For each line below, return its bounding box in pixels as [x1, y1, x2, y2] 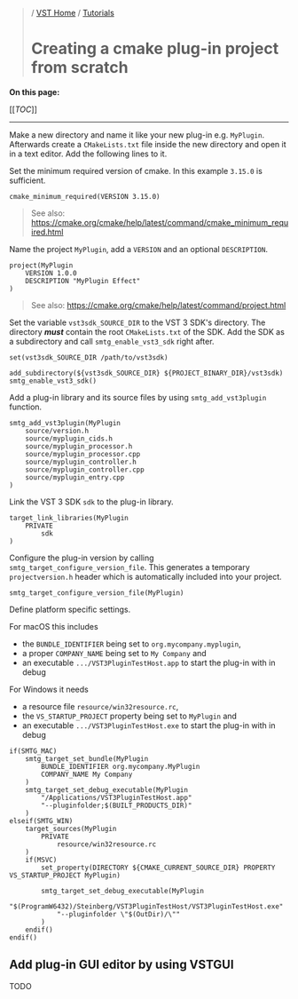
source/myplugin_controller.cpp [25, 465, 145, 474]
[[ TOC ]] [9, 104, 37, 115]
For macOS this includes [9, 621, 99, 631]
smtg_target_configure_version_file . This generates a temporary [9, 561, 250, 572]
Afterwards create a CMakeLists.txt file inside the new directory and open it [9, 139, 286, 149]
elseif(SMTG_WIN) [9, 816, 74, 825]
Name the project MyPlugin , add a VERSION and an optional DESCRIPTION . [9, 243, 269, 254]
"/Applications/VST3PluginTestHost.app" [41, 793, 192, 802]
